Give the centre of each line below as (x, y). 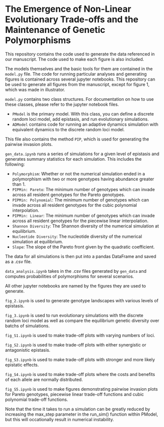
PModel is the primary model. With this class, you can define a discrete (83, 114)
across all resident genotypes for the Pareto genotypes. (68, 195)
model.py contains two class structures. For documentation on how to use (79, 99)
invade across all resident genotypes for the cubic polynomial (75, 205)
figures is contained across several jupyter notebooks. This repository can (80, 79)
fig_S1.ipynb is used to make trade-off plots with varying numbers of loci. (80, 335)
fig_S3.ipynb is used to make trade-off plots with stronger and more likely (80, 359)
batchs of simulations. (27, 326)
